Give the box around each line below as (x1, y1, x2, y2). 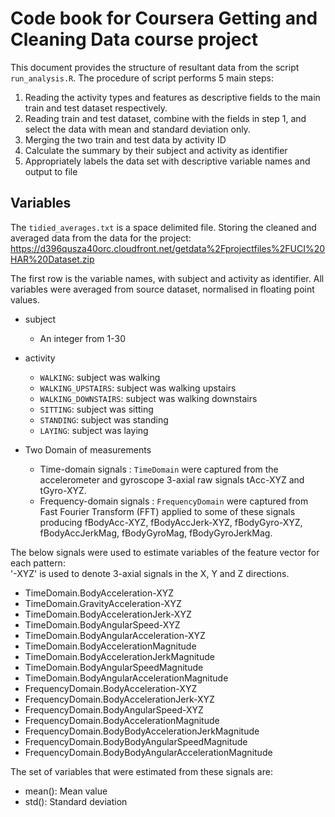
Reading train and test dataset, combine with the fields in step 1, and (24, 112, 307, 124)
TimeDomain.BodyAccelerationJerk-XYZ (24, 608, 192, 620)
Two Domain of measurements (24, 443, 152, 456)
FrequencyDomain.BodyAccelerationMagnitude (24, 714, 220, 726)
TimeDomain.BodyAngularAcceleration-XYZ (24, 629, 206, 641)
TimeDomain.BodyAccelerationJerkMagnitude (24, 650, 215, 662)
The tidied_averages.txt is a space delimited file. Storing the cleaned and (10, 221, 317, 233)
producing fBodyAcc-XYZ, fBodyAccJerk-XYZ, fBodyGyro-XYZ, (39, 516, 303, 528)
